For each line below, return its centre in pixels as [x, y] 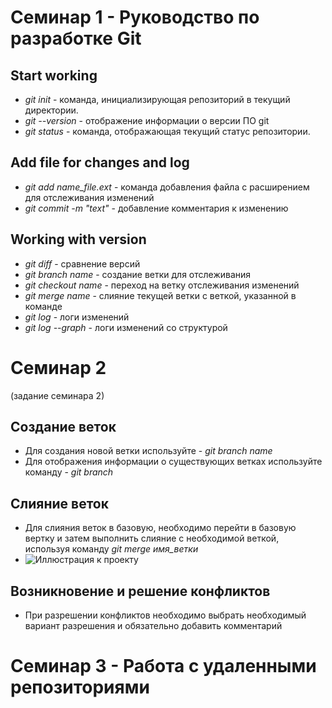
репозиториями [80, 687]
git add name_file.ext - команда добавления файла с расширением [167, 187]
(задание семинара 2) [57, 395]
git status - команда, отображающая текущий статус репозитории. [167, 131]
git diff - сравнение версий [82, 263]
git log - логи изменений [77, 317]
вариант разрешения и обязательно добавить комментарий [153, 625]
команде [43, 306]
